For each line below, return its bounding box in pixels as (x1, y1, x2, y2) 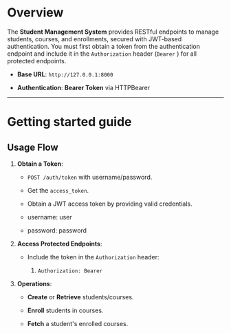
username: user (27, 213, 72, 221)
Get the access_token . (27, 186, 89, 194)
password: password (27, 226, 87, 235)
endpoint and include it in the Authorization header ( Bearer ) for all (7, 50, 197, 58)
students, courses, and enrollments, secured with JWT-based (7, 34, 182, 43)
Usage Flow (7, 141, 58, 153)
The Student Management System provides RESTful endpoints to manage (7, 28, 219, 36)
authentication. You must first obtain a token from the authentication (7, 42, 201, 50)
